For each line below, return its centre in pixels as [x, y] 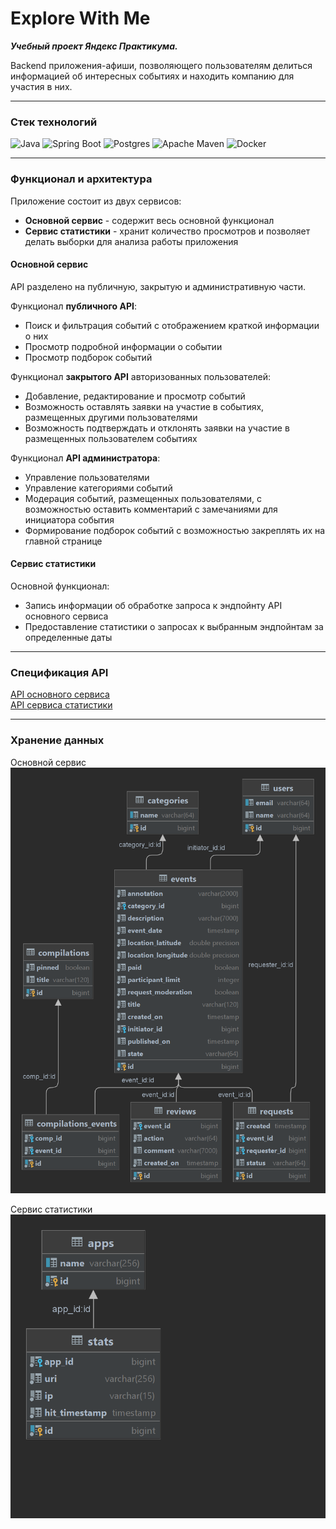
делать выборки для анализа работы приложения [131, 241]
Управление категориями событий [98, 488]
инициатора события [69, 519]
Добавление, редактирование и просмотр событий [135, 396]
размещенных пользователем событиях [111, 438]
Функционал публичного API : [73, 306]
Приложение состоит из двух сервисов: [96, 201]
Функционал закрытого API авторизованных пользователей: [141, 376]
